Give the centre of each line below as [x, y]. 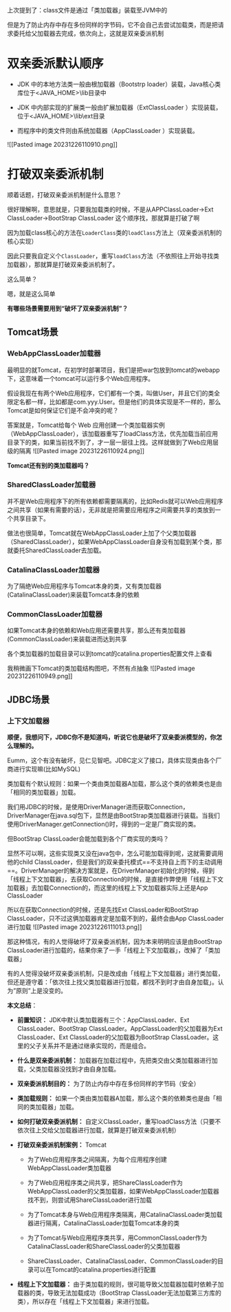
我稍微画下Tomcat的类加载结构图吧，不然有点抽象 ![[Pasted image [101, 668]
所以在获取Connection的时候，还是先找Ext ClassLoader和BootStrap [103, 910]
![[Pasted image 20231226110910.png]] [63, 144]
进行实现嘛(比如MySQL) [47, 769]
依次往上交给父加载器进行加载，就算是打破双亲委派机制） [98, 1130]
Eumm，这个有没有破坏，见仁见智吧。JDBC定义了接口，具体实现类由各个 [111, 760]
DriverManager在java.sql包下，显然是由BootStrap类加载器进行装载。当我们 [113, 815]
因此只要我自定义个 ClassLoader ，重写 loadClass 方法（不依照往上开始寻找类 [113, 256]
